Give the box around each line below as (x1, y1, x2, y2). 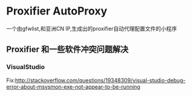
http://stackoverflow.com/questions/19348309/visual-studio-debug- (14, 77, 186, 84)
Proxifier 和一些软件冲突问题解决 (6, 44, 129, 55)
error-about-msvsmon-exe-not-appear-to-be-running (6, 83, 141, 90)
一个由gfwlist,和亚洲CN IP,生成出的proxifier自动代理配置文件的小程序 (6, 25, 177, 32)
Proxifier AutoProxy (6, 4, 107, 18)
